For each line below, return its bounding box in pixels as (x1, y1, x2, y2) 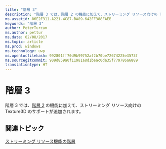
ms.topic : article (5, 39, 43, 44)
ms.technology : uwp (5, 48, 45, 53)
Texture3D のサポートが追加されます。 (5, 109, 84, 114)
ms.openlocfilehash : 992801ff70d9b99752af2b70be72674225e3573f (5, 53, 138, 58)
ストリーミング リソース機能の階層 (5, 138, 76, 144)
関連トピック (5, 124, 44, 133)
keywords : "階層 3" (5, 21, 44, 26)
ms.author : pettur (5, 30, 43, 35)
